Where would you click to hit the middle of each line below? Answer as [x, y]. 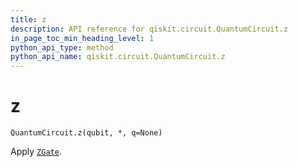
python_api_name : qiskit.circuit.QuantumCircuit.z [118, 57]
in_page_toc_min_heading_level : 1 [82, 38]
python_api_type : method [62, 47]
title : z [28, 19]
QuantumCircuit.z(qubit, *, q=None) [86, 133]
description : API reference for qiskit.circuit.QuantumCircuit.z [149, 29]
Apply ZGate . [36, 152]
